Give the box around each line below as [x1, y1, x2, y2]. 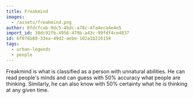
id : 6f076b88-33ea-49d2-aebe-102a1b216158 [6, 36, 111, 41]
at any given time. [6, 86, 49, 93]
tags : [6, 41, 19, 47]
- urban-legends [11, 47, 51, 52]
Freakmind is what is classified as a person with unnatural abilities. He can [6, 68, 185, 75]
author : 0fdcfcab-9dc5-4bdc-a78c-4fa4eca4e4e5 [6, 24, 122, 31]
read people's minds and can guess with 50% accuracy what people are [6, 74, 181, 81]
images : [6, 14, 25, 20]
